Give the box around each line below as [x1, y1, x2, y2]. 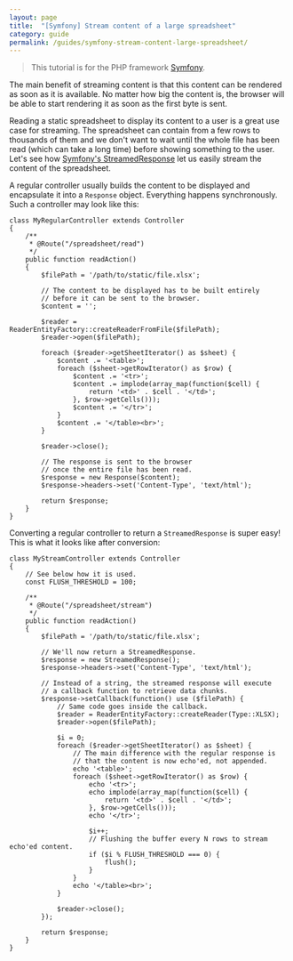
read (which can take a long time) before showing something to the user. [9, 144, 275, 155]
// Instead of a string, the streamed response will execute [41, 679, 273, 688]
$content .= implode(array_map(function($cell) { [72, 380, 260, 389]
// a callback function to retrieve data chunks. [41, 687, 228, 696]
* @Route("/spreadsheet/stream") [28, 602, 153, 610]
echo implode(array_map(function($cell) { [88, 788, 249, 797]
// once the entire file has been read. [41, 465, 193, 474]
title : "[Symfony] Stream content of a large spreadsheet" [9, 21, 237, 30]
